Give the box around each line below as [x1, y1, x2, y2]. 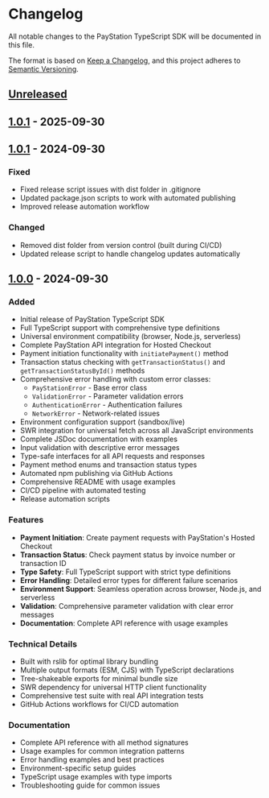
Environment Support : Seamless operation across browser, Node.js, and [19, 584, 262, 593]
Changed [8, 222, 46, 234]
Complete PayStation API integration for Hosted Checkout [19, 340, 211, 350]
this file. [8, 39, 35, 49]
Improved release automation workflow [19, 202, 150, 212]
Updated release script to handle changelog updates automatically [19, 249, 241, 258]
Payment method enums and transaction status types [19, 460, 198, 469]
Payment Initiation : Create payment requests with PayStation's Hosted [19, 532, 255, 542]
